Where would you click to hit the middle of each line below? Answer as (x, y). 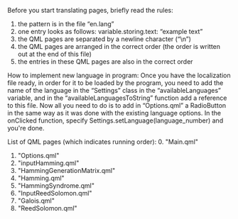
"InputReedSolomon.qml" (55, 193)
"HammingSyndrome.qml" (56, 186)
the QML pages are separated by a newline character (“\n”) (104, 39)
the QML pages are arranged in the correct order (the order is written (119, 46)
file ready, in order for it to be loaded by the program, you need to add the (115, 83)
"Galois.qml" (36, 201)
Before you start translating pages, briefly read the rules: (90, 10)
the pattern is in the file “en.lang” (66, 24)
